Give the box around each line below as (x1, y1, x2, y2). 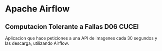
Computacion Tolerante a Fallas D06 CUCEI (5, 23, 139, 31)
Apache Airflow (5, 3, 70, 14)
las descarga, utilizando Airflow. (5, 40, 69, 46)
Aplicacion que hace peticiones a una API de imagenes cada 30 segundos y (5, 35, 158, 41)
